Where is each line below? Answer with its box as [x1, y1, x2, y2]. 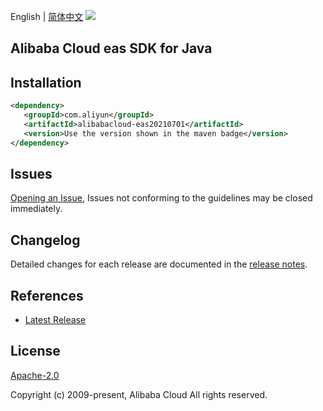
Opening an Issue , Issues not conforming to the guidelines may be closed [10, 192, 313, 204]
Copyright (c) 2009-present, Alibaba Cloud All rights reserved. [10, 388, 268, 400]
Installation [10, 74, 82, 91]
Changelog [10, 231, 81, 249]
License [10, 343, 61, 360]
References [10, 287, 84, 304]
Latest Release [24, 314, 87, 326]
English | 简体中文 [10, 11, 84, 22]
